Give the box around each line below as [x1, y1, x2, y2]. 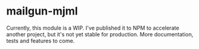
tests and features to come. [6, 37, 75, 44]
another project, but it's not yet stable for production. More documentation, [6, 30, 194, 38]
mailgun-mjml [6, 4, 78, 18]
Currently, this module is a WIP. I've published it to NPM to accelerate [6, 24, 180, 31]
